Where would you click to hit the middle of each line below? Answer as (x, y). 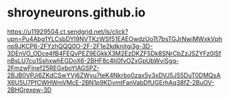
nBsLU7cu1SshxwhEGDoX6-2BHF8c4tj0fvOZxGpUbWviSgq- (93, 60)
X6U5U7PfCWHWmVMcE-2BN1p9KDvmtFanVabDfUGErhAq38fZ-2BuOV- (111, 82)
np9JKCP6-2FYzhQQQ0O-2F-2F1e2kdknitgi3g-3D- (80, 46)
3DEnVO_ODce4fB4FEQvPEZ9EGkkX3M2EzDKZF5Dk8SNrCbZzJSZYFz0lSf (114, 53)
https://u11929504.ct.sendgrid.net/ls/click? (68, 32)
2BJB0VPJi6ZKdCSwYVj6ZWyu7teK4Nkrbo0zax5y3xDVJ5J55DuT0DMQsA (114, 75)
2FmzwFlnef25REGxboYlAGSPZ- (53, 68)
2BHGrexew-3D (30, 90)
